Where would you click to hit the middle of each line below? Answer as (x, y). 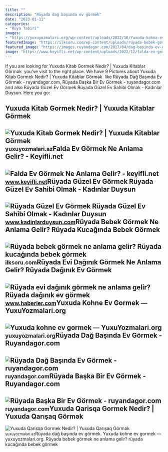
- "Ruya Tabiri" (22, 29)
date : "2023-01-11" (25, 19)
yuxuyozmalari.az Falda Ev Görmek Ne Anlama (74, 149)
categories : (17, 24)
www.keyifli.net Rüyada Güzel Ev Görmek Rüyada (79, 181)
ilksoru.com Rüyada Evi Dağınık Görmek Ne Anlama (83, 263)
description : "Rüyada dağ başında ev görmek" (53, 15)
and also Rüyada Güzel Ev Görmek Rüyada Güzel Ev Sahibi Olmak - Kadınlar (84, 87)
